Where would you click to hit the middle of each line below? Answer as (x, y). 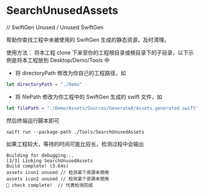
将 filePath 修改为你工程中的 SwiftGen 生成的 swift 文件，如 (89, 97)
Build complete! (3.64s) (37, 166)
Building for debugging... (40, 155)
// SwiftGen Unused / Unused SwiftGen (55, 27)
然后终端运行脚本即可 (33, 120)
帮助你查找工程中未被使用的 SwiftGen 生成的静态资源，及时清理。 (88, 39)
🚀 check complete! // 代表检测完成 (50, 185)
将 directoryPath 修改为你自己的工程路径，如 (70, 73)
